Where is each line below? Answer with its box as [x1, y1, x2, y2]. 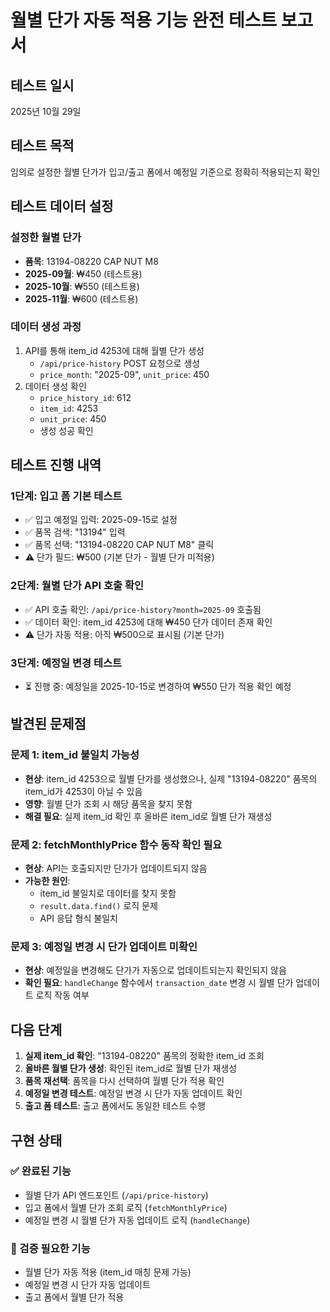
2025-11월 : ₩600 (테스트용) [24, 292, 139, 305]
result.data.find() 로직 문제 [39, 900, 158, 912]
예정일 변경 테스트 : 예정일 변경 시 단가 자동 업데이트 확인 [24, 1087, 243, 1100]
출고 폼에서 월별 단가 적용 [24, 1291, 125, 1303]
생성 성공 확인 [39, 424, 94, 436]
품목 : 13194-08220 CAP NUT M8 [24, 255, 159, 267]
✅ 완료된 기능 [10, 1164, 72, 1178]
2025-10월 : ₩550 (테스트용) [24, 280, 140, 292]
